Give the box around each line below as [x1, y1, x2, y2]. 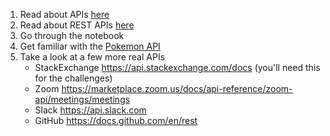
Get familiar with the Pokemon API [19, 40, 161, 52]
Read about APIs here [19, 9, 110, 20]
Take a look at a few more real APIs [19, 51, 166, 63]
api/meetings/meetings [34, 94, 131, 105]
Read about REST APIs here [19, 19, 135, 31]
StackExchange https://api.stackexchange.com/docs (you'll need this [34, 62, 321, 73]
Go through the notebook [19, 30, 125, 41]
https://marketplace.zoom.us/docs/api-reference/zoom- [61, 83, 293, 94]
